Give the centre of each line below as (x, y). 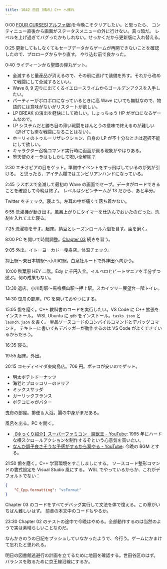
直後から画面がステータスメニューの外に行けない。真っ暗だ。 (90, 31)
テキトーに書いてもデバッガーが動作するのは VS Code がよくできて (88, 328)
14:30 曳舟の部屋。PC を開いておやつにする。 (52, 299)
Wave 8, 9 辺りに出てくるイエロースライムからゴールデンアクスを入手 (84, 88)
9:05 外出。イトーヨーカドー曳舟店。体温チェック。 (58, 250)
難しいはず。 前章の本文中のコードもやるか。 (65, 511)
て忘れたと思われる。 (27, 545)
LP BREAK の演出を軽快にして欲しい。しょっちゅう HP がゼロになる (82, 113)
